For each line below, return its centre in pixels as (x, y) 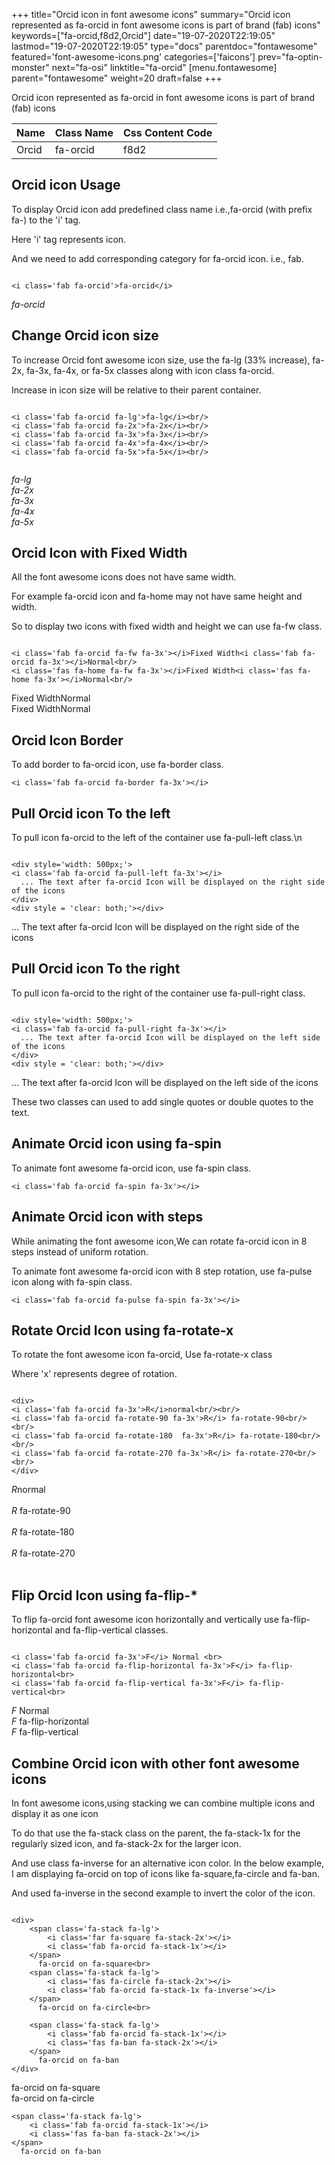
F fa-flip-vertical (45, 1732)
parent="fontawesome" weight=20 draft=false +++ (117, 78)
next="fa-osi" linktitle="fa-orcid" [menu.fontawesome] (164, 67)
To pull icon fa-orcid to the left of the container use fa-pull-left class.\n (157, 838)
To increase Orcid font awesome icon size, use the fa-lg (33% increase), (161, 360)
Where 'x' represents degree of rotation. (94, 1374)
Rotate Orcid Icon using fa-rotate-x (122, 1330)
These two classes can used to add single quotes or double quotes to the (162, 1101)
